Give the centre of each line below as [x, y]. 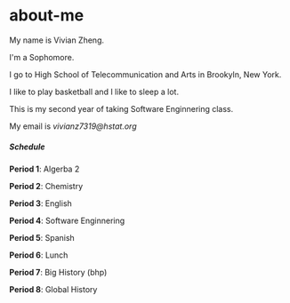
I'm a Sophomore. [42, 57]
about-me [47, 16]
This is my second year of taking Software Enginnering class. [121, 108]
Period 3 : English [41, 203]
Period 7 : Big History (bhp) [58, 272]
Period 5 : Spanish [42, 237]
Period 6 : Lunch [39, 255]
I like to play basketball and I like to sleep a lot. [94, 92]
